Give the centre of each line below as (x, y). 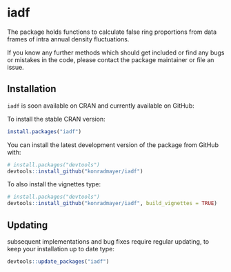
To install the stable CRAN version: (56, 119)
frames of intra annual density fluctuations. (68, 39)
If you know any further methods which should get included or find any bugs (116, 52)
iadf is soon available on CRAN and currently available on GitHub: (101, 106)
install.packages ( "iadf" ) (44, 132)
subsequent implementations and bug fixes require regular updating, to (108, 241)
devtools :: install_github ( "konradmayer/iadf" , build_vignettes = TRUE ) (112, 204)
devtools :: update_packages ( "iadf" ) (58, 261)
